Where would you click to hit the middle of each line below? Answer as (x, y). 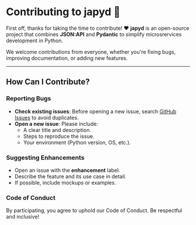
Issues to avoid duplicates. (46, 117)
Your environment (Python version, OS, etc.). (77, 142)
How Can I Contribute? (48, 82)
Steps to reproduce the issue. (59, 136)
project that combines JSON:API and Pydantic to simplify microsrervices (94, 34)
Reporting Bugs (29, 99)
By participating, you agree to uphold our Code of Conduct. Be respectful (94, 210)
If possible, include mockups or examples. (65, 182)
